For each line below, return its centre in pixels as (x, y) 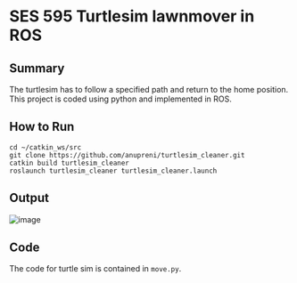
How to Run (42, 127)
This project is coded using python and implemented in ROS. (120, 99)
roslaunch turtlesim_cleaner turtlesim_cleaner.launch (113, 171)
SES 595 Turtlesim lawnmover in (132, 16)
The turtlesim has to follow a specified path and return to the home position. (149, 89)
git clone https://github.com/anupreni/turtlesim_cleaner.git (127, 155)
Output (29, 198)
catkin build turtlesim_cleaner (69, 163)
